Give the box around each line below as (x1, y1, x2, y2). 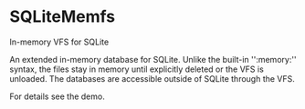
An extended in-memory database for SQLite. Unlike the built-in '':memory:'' (9, 54, 297, 64)
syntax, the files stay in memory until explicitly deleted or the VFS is (9, 64, 265, 74)
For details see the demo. (9, 91, 105, 102)
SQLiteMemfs (9, 6, 116, 27)
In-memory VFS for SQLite (9, 36, 110, 47)
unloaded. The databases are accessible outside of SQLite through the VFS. (9, 73, 295, 84)
